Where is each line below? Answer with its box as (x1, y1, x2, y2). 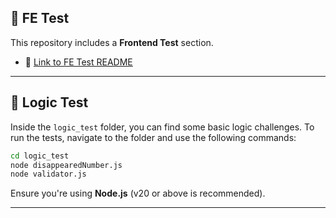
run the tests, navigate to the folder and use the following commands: (10, 131, 297, 143)
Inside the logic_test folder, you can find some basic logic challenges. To (10, 121, 315, 133)
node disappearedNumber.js (10, 160, 123, 170)
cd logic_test (10, 151, 70, 161)
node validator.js (10, 169, 87, 180)
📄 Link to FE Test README (24, 56, 133, 68)
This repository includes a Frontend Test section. (10, 36, 214, 48)
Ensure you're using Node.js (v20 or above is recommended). (10, 187, 266, 200)
